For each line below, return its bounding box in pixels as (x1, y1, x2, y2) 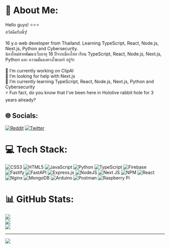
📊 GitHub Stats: (5, 193, 74, 205)
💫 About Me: (5, 5, 59, 16)
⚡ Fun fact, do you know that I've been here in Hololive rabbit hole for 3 (5, 89, 154, 95)
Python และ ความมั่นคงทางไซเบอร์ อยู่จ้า (5, 56, 75, 62)
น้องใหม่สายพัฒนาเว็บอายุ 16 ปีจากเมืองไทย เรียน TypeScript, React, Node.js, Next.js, (5, 51, 162, 57)
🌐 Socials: (5, 112, 38, 120)
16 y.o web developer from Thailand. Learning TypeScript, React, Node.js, (5, 40, 159, 46)
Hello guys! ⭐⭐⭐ (5, 21, 39, 27)
